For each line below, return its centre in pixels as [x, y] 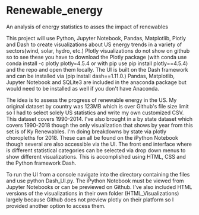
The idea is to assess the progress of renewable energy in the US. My [91, 100]
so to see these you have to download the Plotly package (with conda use [97, 57]
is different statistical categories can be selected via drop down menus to [96, 150]
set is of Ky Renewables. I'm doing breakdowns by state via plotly [86, 131]
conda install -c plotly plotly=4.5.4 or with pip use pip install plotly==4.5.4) [97, 63]
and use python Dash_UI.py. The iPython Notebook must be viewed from [95, 181]
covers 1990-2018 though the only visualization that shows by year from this [99, 125]
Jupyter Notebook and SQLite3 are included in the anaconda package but [97, 82]
